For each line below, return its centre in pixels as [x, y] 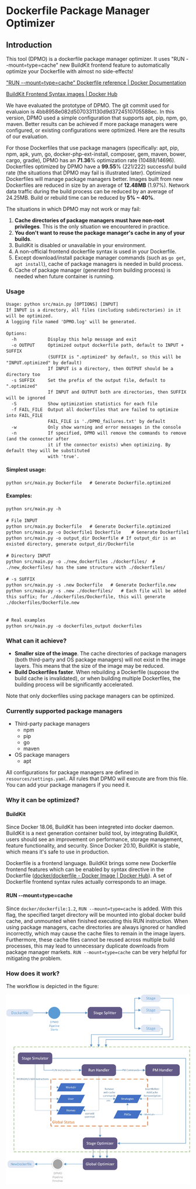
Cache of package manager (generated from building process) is [92, 270]
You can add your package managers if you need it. [68, 785]
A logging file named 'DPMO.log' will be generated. [71, 322]
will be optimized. [30, 316]
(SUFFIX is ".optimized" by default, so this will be [114, 357]
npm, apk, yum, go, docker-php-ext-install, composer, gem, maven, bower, [96, 154]
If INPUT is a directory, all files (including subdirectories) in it [94, 310]
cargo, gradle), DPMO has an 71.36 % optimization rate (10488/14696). [91, 160]
